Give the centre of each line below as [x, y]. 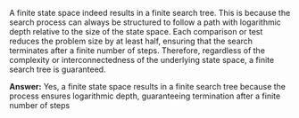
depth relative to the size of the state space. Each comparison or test [136, 31]
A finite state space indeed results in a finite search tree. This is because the [150, 13]
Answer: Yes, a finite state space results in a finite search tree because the [148, 87]
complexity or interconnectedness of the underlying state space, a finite [142, 60]
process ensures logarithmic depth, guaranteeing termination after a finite [145, 96]
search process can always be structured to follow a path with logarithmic [145, 22]
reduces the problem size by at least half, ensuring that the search [131, 41]
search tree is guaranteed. [58, 69]
